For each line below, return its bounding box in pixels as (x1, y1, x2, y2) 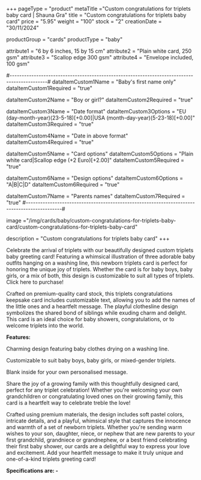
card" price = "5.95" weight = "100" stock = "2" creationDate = (6, 18, 162, 25)
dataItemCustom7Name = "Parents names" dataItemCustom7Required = (6, 193, 185, 200)
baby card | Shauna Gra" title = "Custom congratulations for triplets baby (6, 11, 187, 19)
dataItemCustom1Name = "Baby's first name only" (52, 78, 176, 85)
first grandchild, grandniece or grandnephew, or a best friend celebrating (6, 436, 187, 443)
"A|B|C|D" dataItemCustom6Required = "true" (6, 181, 120, 188)
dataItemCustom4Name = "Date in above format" (6, 132, 128, 139)
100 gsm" (6, 60, 30, 67)
